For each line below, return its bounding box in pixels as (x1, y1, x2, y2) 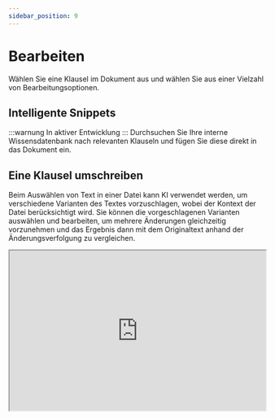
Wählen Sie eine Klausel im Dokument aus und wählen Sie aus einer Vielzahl (8, 74, 264, 84)
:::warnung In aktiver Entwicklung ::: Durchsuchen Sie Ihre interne (8, 128, 229, 137)
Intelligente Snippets (8, 106, 116, 120)
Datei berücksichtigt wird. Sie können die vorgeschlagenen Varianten (8, 207, 240, 217)
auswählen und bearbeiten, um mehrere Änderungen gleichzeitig (8, 216, 226, 226)
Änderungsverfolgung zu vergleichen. (8, 234, 136, 243)
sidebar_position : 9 (8, 11, 79, 20)
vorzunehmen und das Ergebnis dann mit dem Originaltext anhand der (8, 225, 244, 234)
